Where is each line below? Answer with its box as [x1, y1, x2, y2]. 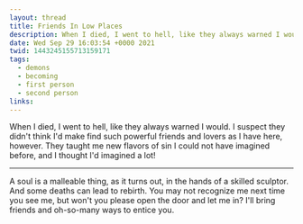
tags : [9, 55, 30, 64]
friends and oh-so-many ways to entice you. [9, 204, 175, 216]
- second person [17, 88, 78, 97]
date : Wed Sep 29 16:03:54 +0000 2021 [9, 38, 155, 48]
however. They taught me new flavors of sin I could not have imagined [9, 140, 271, 151]
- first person [17, 80, 75, 89]
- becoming [17, 72, 59, 81]
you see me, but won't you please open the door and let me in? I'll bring [9, 195, 276, 206]
